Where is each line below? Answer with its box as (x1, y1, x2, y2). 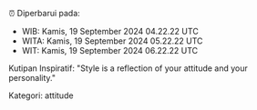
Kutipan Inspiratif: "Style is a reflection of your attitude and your (8, 63, 248, 74)
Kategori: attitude (8, 90, 74, 101)
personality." (8, 73, 57, 83)
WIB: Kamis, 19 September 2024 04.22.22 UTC (21, 26, 200, 36)
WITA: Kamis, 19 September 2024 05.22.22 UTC (21, 35, 203, 46)
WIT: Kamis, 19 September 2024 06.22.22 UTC (21, 45, 199, 55)
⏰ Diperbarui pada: (8, 8, 81, 18)
